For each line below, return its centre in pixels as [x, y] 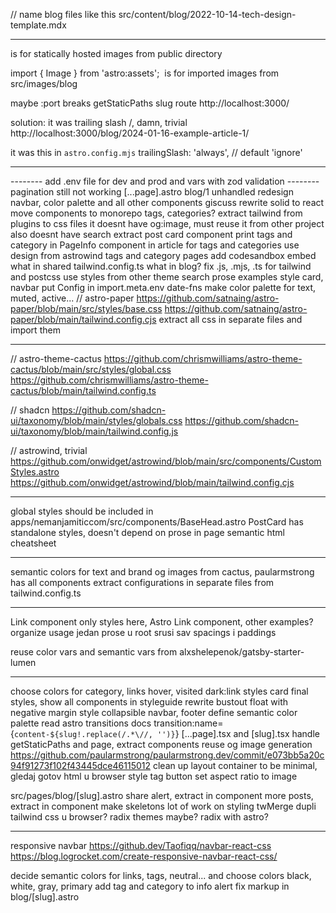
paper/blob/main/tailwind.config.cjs [83, 319]
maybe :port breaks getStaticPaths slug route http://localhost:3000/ [150, 103]
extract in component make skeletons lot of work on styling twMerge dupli [163, 806]
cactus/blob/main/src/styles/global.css [91, 369]
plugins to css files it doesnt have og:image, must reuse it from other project [167, 223]
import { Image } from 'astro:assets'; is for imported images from [145, 73]
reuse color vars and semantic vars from [94, 652]
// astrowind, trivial [49, 450]
